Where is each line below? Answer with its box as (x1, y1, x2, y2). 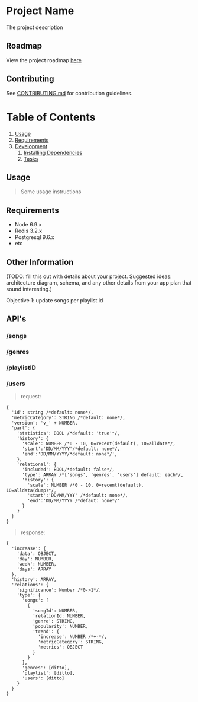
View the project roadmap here (6, 56, 82, 63)
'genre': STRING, (32, 618, 76, 624)
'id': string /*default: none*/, (11, 410, 94, 416)
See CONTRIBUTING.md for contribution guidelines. (6, 90, 133, 97)
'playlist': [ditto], (21, 670, 76, 677)
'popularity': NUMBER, (32, 624, 89, 630)
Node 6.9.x (14, 221, 42, 228)
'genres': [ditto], (21, 665, 70, 671)
